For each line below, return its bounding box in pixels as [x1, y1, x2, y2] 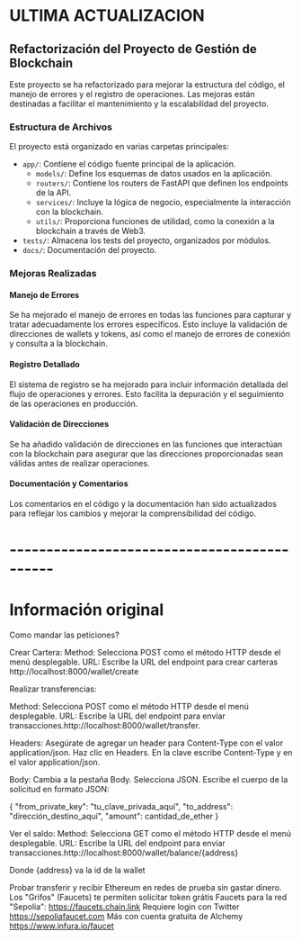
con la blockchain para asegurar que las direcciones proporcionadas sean [9, 447, 284, 459]
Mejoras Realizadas [9, 267, 97, 280]
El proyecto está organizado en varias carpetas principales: [9, 141, 229, 152]
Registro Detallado [9, 359, 81, 370]
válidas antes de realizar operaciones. [9, 457, 150, 468]
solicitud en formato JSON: [9, 784, 110, 795]
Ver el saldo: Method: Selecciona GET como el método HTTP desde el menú [9, 828, 292, 839]
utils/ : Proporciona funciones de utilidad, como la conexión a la [35, 216, 276, 227]
